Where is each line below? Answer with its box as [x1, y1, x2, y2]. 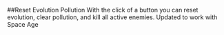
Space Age [7, 21, 39, 28]
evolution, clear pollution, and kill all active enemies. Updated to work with [7, 13, 218, 21]
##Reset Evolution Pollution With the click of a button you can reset [7, 6, 198, 14]
